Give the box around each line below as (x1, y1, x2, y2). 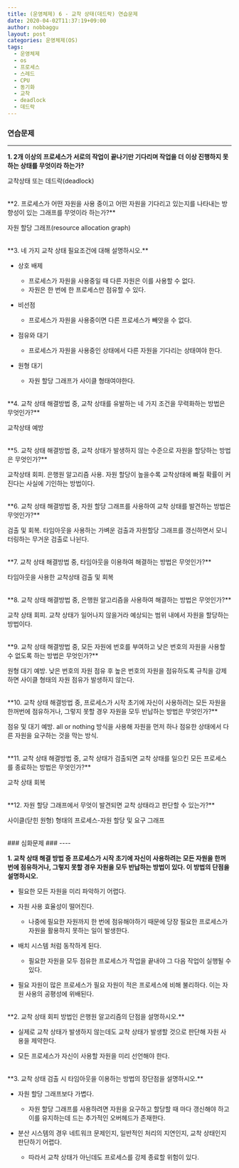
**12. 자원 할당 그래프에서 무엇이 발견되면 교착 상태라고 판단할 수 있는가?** (7, 801, 216, 810)
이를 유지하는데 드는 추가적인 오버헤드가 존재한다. (28, 1114, 166, 1122)
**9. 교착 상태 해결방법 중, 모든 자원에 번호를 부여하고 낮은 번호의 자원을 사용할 (7, 643, 225, 651)
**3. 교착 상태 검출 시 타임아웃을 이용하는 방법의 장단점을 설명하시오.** (7, 1074, 204, 1083)
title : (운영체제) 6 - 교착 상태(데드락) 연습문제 (7, 10, 138, 18)
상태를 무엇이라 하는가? (20, 161, 85, 170)
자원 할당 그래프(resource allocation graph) (7, 223, 131, 232)
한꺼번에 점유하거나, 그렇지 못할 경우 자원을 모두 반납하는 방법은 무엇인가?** (7, 708, 218, 716)
